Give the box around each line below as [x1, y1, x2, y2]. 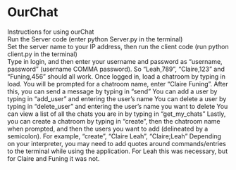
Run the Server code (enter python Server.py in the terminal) [7, 34, 183, 43]
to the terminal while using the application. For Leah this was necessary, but [7, 147, 228, 155]
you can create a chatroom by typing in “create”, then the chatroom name [7, 117, 221, 125]
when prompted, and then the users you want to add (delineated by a [7, 124, 209, 133]
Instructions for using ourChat [7, 27, 94, 36]
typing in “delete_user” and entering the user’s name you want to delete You [7, 102, 228, 110]
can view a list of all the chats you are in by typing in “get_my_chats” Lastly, [7, 110, 226, 118]
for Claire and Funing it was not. [7, 154, 100, 162]
